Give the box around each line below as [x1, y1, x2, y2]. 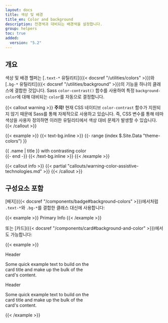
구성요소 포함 [5, 184, 44, 193]
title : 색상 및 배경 [5, 12, 43, 17]
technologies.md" [5, 168, 42, 174]
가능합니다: [10, 232, 33, 238]
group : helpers [5, 26, 37, 31]
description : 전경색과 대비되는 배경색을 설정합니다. [5, 21, 102, 27]
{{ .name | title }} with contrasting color [5, 148, 87, 154]
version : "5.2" [10, 40, 42, 45]
